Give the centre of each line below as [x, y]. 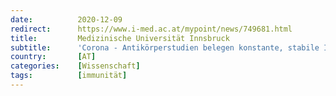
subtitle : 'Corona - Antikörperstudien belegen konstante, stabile [165, 47]
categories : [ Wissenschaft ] [75, 66]
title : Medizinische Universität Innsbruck [120, 38]
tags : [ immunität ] [69, 76]
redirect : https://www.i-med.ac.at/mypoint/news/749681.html [151, 29]
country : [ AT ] [53, 57]
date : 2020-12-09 [66, 19]
